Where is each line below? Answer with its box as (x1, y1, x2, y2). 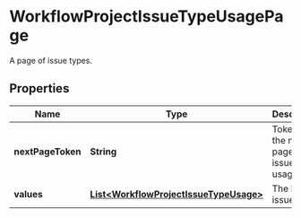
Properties (9, 81, 70, 96)
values (13, 187, 43, 200)
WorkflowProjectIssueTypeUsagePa (9, 6, 284, 27)
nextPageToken (13, 145, 82, 158)
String (90, 145, 117, 158)
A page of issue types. (9, 55, 92, 65)
